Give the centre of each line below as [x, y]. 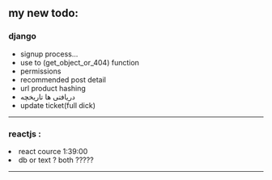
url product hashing [53, 88]
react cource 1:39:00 [53, 151]
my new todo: [44, 13]
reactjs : [25, 134]
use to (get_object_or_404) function [80, 62]
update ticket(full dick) [57, 105]
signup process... [49, 54]
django [22, 36]
